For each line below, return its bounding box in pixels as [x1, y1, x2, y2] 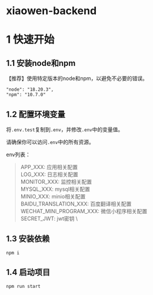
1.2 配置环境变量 [6, 109, 66, 119]
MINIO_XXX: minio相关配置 [20, 193, 86, 200]
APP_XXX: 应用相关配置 [20, 164, 78, 170]
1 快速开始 [6, 33, 55, 47]
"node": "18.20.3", [6, 87, 54, 92]
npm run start [6, 283, 41, 289]
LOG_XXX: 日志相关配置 [20, 171, 78, 178]
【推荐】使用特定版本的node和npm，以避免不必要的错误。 [6, 75, 148, 82]
